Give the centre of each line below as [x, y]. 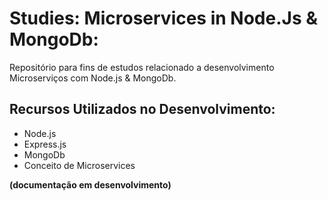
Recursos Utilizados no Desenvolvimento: [142, 109]
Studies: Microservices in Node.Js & [164, 18]
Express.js [45, 144]
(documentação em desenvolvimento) [90, 184]
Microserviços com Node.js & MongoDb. [93, 78]
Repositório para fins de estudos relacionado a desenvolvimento [142, 67]
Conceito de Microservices [79, 165]
